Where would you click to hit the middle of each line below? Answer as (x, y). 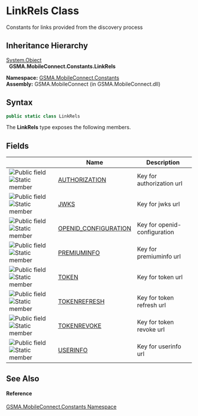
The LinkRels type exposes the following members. (69, 127)
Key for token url (160, 277)
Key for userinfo (159, 346)
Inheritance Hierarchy (47, 46)
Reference (19, 394)
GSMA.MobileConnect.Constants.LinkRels (62, 66)
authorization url (160, 184)
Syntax (19, 102)
